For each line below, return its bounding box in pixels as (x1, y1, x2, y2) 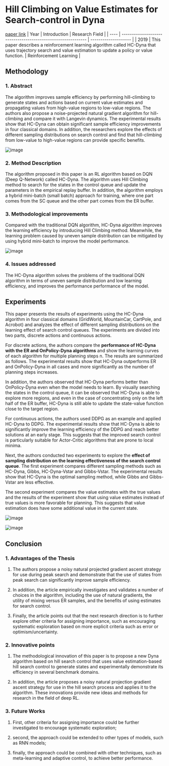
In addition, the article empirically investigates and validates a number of (12, 587, 163, 593)
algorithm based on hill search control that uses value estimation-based (12, 658, 162, 664)
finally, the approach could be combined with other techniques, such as (12, 749, 162, 755)
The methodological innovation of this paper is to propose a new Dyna (12, 653, 159, 659)
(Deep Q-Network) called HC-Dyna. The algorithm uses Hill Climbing (5, 176, 148, 182)
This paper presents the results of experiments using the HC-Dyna (5, 311, 144, 317)
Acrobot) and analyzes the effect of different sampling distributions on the (5, 321, 159, 328)
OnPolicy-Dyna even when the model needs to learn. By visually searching (5, 384, 160, 390)
